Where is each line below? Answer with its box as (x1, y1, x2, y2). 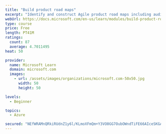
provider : (5, 58, 26, 63)
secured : (5, 122, 23, 127)
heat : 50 (5, 49, 23, 54)
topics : (5, 108, 21, 113)
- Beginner (9, 99, 32, 104)
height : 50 (18, 85, 41, 90)
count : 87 (9, 40, 30, 45)
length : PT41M (5, 30, 35, 35)
